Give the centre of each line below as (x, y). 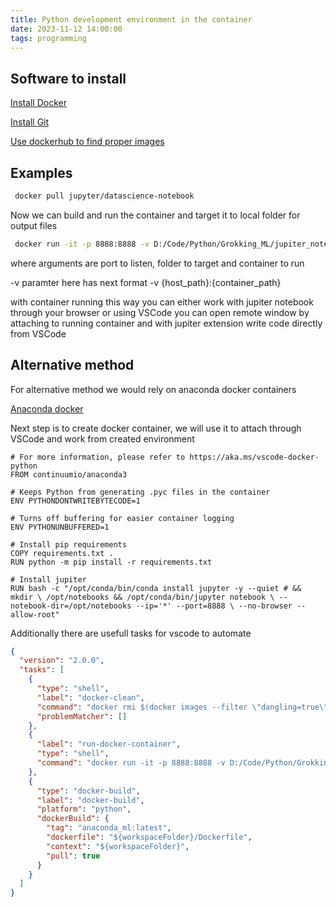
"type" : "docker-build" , (88, 791)
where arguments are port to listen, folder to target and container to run (157, 263)
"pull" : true (73, 856)
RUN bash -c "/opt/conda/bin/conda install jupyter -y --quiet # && (156, 588)
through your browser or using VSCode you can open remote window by (160, 312)
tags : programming (48, 38)
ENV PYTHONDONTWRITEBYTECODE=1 (75, 501)
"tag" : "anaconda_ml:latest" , (109, 828)
